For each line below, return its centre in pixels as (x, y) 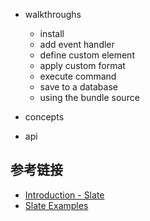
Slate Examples (56, 205)
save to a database (78, 87)
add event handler (77, 44)
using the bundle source (89, 97)
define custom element (87, 55)
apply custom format (82, 65)
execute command (78, 76)
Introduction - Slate (64, 195)
